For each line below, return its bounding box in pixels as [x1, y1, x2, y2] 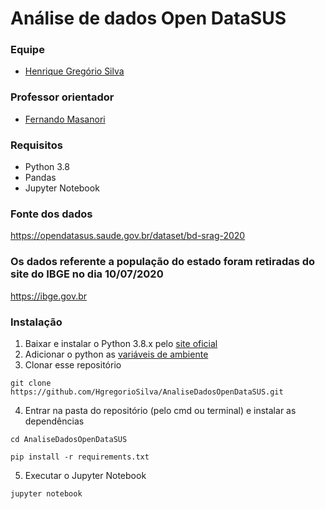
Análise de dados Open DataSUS [10, 7, 287, 30]
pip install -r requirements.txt [10, 452, 150, 462]
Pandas [24, 172, 57, 184]
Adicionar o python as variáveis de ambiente [24, 348, 209, 360]
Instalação [10, 315, 63, 329]
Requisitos [10, 138, 63, 152]
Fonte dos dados [10, 207, 93, 221]
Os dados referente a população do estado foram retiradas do [10, 255, 316, 269]
